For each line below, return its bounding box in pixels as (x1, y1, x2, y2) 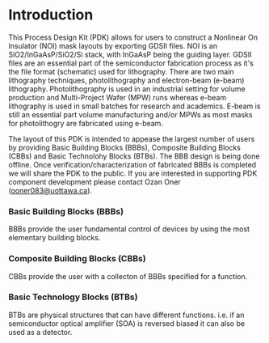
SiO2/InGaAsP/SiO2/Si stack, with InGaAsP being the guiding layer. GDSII (8, 49, 252, 59)
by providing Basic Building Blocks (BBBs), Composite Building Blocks (8, 142, 241, 152)
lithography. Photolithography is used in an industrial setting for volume (8, 83, 246, 94)
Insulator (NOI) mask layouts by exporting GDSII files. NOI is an (8, 40, 218, 50)
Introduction (8, 6, 94, 24)
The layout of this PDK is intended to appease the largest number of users (8, 133, 255, 143)
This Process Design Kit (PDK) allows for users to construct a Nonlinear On (8, 32, 258, 42)
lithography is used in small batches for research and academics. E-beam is (8, 101, 261, 111)
